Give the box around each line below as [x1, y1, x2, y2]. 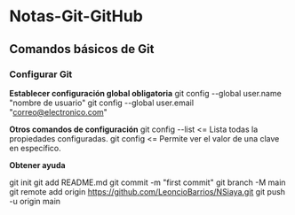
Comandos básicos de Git [9, 42, 155, 57]
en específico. [9, 142, 62, 153]
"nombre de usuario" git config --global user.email [9, 97, 194, 108]
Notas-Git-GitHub [9, 6, 144, 27]
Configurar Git [9, 68, 73, 81]
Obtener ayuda [9, 159, 67, 170]
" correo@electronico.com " [9, 106, 108, 117]
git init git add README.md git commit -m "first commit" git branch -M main [9, 177, 286, 188]
